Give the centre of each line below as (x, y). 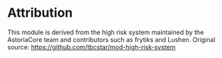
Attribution (40, 13)
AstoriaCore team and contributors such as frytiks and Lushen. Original (111, 39)
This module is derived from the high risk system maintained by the (106, 32)
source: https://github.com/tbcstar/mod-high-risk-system (91, 47)
